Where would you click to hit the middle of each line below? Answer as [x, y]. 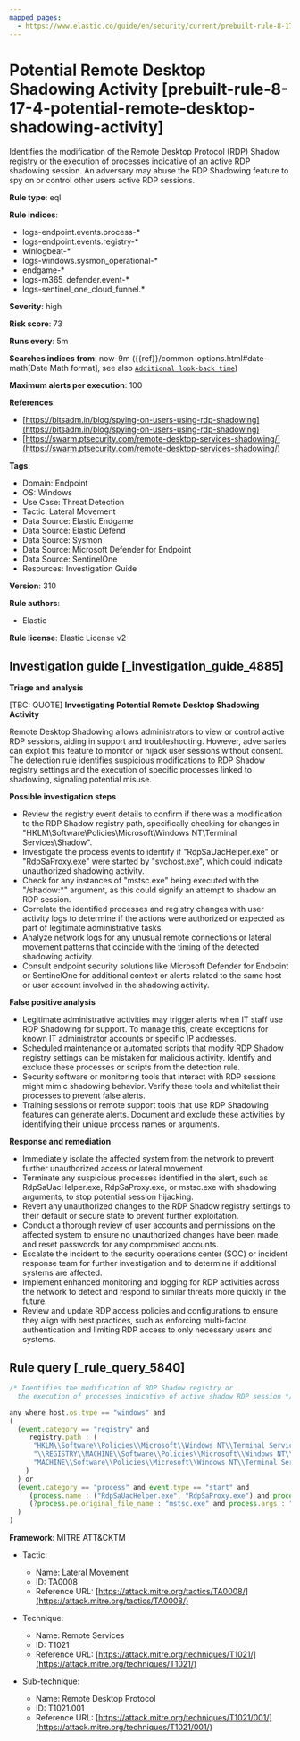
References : [32, 402]
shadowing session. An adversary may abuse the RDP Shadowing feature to [149, 171]
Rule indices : [33, 215]
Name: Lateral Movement [82, 1572]
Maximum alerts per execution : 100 [76, 385]
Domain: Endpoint [55, 483]
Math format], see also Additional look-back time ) [144, 368]
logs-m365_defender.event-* [76, 280]
